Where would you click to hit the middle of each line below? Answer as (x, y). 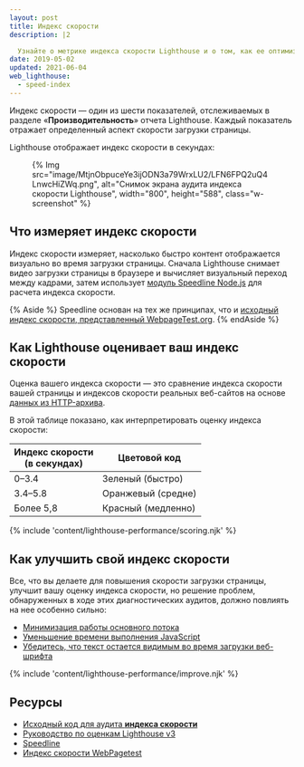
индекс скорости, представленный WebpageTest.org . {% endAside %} (144, 319)
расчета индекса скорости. (62, 292)
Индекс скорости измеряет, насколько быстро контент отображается (145, 254)
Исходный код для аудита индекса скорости (110, 724)
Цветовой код (149, 458)
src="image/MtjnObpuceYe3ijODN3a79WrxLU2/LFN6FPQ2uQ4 (150, 174)
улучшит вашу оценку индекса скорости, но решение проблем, (133, 590)
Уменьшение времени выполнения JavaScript (111, 637)
